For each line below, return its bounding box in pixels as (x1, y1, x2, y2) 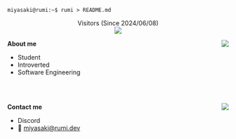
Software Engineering (17, 68, 81, 77)
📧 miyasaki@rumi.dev (17, 124, 81, 132)
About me (7, 39, 37, 48)
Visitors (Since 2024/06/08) (77, 19, 159, 27)
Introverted (17, 60, 50, 69)
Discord (17, 117, 41, 124)
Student (17, 53, 41, 61)
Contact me (7, 102, 42, 111)
